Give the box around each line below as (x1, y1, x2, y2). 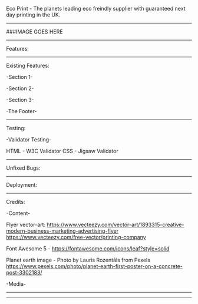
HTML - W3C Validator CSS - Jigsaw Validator (6, 147, 119, 154)
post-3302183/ (6, 269, 42, 276)
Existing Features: (6, 62, 49, 69)
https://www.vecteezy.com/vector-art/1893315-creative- (47, 221, 184, 228)
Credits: (6, 199, 25, 205)
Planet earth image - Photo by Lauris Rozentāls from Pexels (6, 256, 150, 263)
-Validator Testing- (6, 136, 52, 143)
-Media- (6, 280, 27, 288)
